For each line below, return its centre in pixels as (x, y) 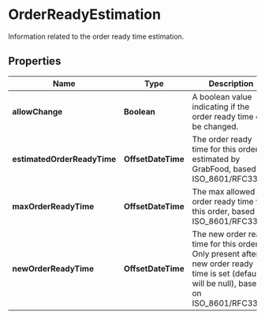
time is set (211, 273)
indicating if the (221, 107)
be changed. (215, 126)
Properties (35, 61)
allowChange (37, 111)
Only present (216, 253)
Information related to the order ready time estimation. (96, 36)
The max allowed (224, 191)
